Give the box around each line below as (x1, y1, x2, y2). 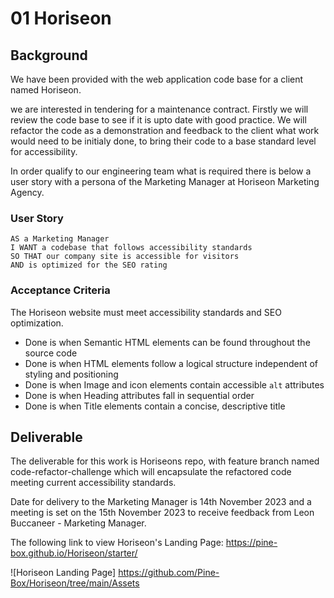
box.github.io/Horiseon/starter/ (10, 547, 138, 559)
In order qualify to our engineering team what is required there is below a (10, 165, 312, 177)
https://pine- (225, 537, 278, 549)
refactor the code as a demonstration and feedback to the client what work (10, 125, 320, 136)
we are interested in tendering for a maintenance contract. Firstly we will (10, 103, 309, 115)
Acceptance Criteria (10, 283, 111, 297)
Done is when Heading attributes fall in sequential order (24, 389, 255, 401)
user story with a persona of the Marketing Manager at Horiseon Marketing (10, 176, 320, 187)
